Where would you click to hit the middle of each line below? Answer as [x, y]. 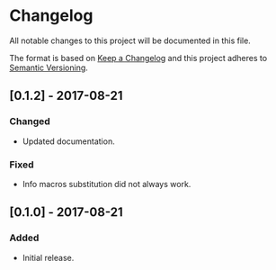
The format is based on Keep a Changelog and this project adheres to [138, 58]
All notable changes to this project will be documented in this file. [130, 40]
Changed [30, 121]
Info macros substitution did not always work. [107, 184]
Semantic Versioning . [49, 67]
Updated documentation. [68, 141]
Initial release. [48, 257]
